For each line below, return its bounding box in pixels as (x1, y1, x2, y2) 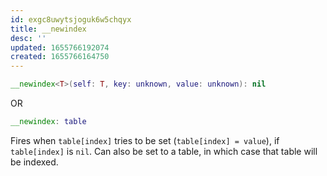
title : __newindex (10, 24, 87, 34)
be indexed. (10, 156, 59, 168)
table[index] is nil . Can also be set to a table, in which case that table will (10, 145, 318, 157)
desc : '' (10, 33, 47, 43)
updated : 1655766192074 (10, 42, 110, 53)
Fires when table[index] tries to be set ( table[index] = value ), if (10, 134, 280, 146)
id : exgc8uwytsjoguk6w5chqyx (10, 14, 132, 25)
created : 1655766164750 (10, 52, 110, 62)
